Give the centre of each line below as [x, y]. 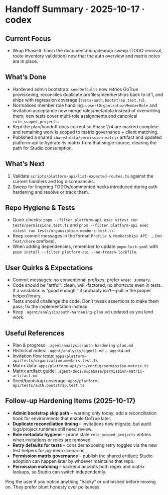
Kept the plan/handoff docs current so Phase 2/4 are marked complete [86, 126]
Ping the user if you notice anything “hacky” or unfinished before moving [80, 481]
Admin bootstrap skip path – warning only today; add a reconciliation [85, 413]
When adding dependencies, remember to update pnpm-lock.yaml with [85, 246]
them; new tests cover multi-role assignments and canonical [75, 116]
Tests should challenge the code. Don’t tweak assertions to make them [86, 301]
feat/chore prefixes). [34, 241]
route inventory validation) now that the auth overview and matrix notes [86, 56]
